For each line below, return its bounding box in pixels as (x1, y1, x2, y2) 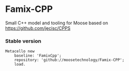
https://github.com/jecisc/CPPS (5, 25, 71, 31)
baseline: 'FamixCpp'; (14, 53, 62, 58)
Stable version (5, 37, 42, 44)
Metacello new (5, 49, 35, 54)
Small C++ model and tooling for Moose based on (5, 20, 108, 26)
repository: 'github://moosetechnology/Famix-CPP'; (14, 58, 124, 63)
